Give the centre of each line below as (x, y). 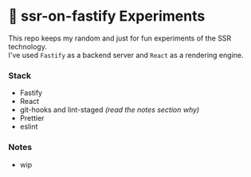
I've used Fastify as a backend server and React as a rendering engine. (126, 55)
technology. (28, 46)
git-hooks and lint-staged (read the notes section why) (110, 110)
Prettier (32, 118)
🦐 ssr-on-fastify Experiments (107, 16)
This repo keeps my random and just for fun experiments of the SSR (120, 38)
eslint (29, 127)
